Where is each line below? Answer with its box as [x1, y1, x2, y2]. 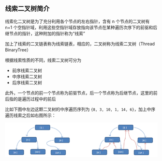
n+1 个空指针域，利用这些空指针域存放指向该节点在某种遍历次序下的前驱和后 [5, 24, 158, 30]
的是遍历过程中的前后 [13, 96, 56, 102]
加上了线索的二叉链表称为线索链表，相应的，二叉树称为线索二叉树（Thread [5, 41, 155, 47]
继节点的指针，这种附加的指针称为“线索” [5, 31, 86, 36]
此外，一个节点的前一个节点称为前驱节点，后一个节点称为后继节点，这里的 [5, 90, 153, 96]
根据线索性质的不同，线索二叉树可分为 [5, 57, 81, 63]
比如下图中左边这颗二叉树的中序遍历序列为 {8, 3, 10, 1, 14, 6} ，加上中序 [5, 106, 156, 112]
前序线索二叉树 [12, 67, 42, 73]
